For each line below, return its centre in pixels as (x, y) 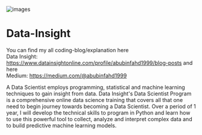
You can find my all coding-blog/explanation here (68, 50)
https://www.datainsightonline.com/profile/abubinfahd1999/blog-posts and (99, 62)
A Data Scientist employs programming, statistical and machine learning (96, 87)
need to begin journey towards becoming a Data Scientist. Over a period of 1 (101, 106)
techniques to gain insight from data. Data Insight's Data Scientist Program (99, 94)
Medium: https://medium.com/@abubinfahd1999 (67, 76)
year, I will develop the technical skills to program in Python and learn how (98, 112)
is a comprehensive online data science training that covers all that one (95, 100)
